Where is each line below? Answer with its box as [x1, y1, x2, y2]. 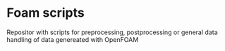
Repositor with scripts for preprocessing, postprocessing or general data [6, 28, 218, 36]
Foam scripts [6, 5, 85, 21]
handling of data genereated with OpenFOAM [6, 35, 139, 43]
